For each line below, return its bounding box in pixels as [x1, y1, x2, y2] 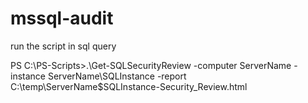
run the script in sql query [10, 40, 117, 52]
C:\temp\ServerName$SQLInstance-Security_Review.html [10, 80, 248, 92]
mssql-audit [10, 7, 114, 30]
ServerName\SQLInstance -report [47, 70, 187, 82]
